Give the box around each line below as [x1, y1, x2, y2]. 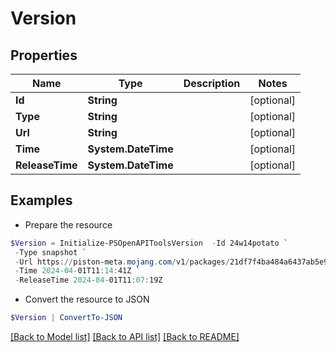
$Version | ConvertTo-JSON [10, 313, 123, 323]
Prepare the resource [24, 218, 113, 231]
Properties [10, 47, 78, 64]
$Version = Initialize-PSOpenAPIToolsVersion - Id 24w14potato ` [10, 238, 288, 248]
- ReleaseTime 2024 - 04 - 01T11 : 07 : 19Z [14, 275, 163, 286]
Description [183, 77, 241, 90]
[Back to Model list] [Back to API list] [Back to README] [10, 331, 240, 343]
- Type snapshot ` [14, 247, 87, 257]
